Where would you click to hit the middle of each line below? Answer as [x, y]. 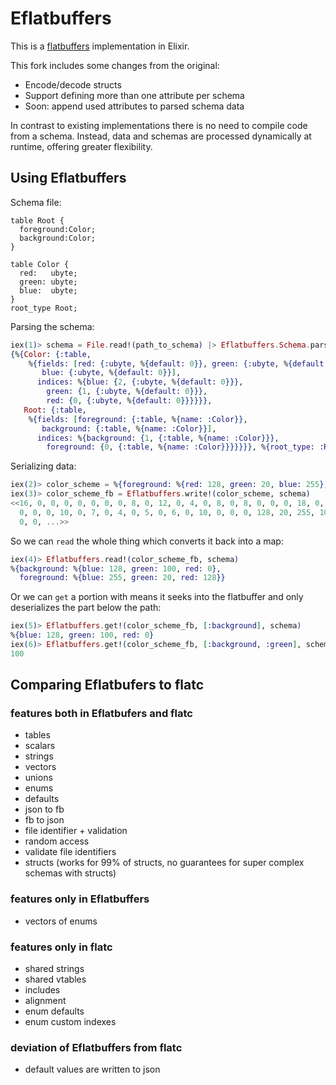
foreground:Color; [58, 229]
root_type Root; [44, 308]
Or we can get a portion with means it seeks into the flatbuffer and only [157, 597]
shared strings [54, 969]
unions [38, 778]
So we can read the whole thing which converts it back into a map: [147, 541]
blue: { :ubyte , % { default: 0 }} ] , [111, 373]
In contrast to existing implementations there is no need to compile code [159, 125]
